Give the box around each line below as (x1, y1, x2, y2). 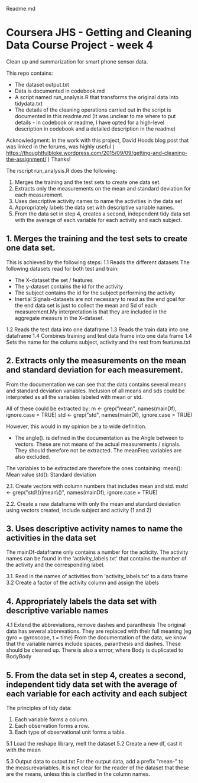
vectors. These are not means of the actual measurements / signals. (14, 440, 181, 448)
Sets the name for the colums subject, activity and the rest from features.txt (6, 338, 191, 345)
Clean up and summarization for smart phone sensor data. (6, 58, 148, 65)
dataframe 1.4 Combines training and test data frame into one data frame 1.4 (6, 332, 192, 339)
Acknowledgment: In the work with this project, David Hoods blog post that (6, 137, 189, 144)
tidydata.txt (14, 100, 43, 107)
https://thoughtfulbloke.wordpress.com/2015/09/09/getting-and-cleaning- (6, 149, 188, 156)
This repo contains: (6, 69, 53, 77)
